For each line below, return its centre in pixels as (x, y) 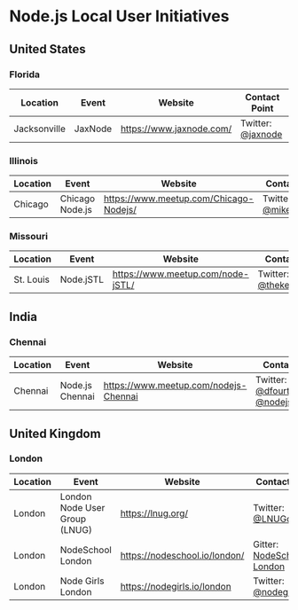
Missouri (29, 237)
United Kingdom (55, 433)
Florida (25, 74)
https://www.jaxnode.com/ (176, 129)
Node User (82, 507)
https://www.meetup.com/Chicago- (179, 199)
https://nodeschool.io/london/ (182, 555)
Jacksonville (40, 129)
